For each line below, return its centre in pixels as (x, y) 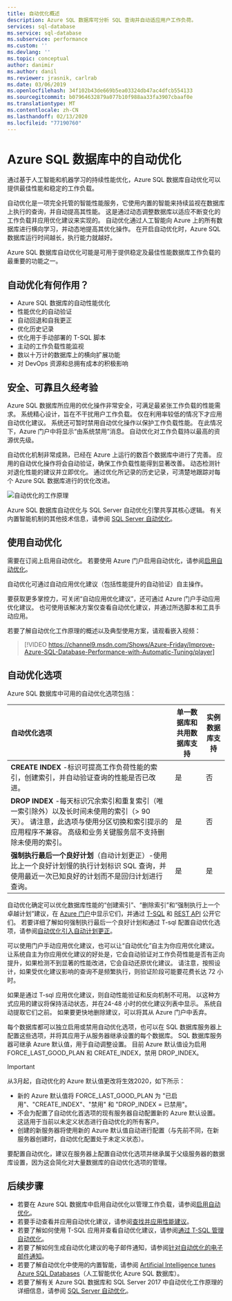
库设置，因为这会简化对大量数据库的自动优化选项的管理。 (89, 1162)
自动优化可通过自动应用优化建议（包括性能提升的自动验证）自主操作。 (107, 584)
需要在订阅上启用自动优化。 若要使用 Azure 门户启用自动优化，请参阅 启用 (112, 561)
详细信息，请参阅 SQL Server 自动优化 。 (75, 1291)
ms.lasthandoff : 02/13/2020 (48, 116)
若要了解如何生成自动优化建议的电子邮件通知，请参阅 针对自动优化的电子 (120, 1247)
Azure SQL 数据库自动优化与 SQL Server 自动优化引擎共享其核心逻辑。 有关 (115, 510)
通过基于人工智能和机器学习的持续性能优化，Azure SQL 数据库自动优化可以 (114, 180)
